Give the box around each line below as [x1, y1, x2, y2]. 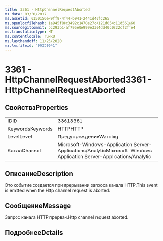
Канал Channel [7, 147, 41, 154]
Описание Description [5, 170, 74, 178]
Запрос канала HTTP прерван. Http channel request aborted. [5, 214, 129, 220]
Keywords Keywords [7, 125, 53, 132]
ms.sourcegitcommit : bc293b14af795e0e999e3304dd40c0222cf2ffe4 [5, 25, 136, 30]
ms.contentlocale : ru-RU [5, 34, 55, 39]
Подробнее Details [5, 228, 63, 237]
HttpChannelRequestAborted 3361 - [5, 74, 152, 85]
